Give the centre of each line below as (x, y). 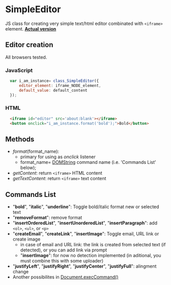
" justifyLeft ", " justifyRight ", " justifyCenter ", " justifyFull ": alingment (84, 266)
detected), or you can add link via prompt (64, 250)
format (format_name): (36, 152)
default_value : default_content (53, 90)
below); (28, 168)
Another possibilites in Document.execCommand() (65, 277)
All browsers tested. (26, 57)
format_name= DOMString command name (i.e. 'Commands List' (88, 162)
